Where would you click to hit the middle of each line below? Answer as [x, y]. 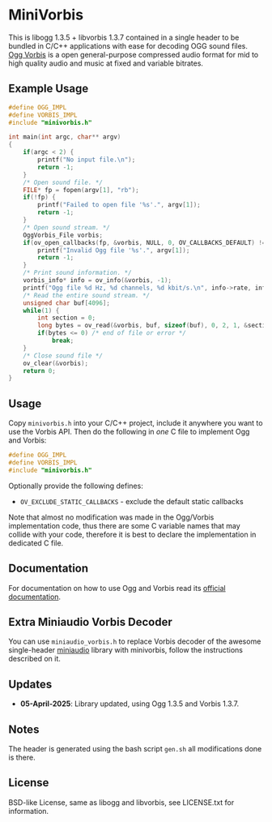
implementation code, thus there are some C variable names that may [124, 525]
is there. [22, 757]
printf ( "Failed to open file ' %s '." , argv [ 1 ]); [119, 205]
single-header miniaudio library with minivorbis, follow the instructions [125, 650]
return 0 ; [40, 370]
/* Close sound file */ [63, 355]
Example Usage [49, 89]
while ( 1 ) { [41, 310]
